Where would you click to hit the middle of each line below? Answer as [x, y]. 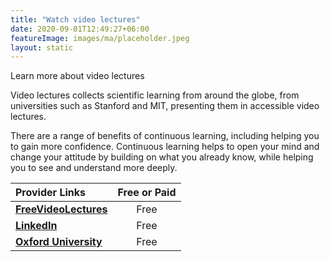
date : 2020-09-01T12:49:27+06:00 [80, 29]
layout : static [42, 47]
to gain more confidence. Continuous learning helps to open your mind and [165, 147]
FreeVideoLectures [61, 209]
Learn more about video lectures [77, 76]
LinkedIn [36, 226]
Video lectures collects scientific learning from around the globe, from [155, 95]
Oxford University [59, 242]
